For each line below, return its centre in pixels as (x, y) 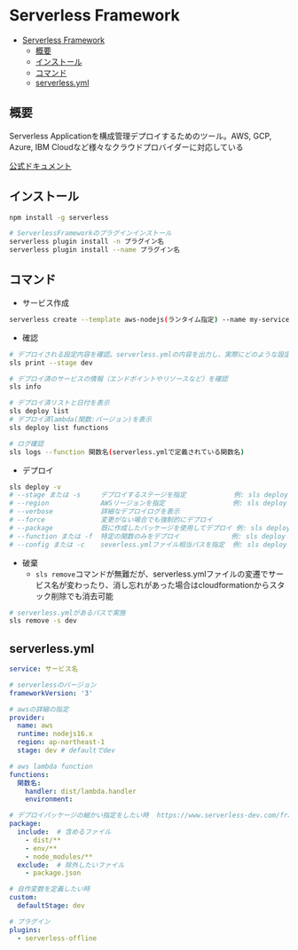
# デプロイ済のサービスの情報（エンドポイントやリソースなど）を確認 (119, 379)
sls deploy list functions (59, 428)
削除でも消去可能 (82, 596)
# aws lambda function (51, 766)
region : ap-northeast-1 (61, 742)
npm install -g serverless (59, 217)
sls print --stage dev (51, 363)
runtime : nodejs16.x (55, 734)
